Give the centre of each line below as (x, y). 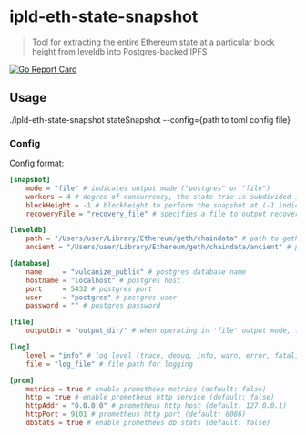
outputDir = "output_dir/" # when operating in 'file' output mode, (158, 331)
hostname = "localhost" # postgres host (103, 280)
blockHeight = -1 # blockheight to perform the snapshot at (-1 (150, 205)
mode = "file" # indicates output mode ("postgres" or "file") (148, 188)
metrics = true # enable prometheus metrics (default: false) (146, 389)
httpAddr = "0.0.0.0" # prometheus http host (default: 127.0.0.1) (156, 406)
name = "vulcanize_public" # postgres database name (136, 272)
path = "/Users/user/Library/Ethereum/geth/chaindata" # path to (153, 238)
